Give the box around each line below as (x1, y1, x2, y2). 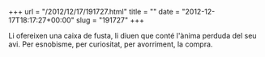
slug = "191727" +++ (75, 15, 144, 25)
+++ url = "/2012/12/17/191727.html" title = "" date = (8, 7, 181, 16)
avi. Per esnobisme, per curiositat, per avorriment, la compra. (8, 39, 213, 49)
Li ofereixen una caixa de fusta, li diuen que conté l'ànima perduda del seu (8, 31, 257, 40)
